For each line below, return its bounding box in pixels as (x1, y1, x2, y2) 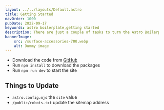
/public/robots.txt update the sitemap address (12, 100, 109, 106)
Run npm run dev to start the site (12, 67, 77, 73)
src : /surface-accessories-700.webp (14, 39, 89, 44)
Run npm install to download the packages (12, 62, 100, 68)
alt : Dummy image (14, 44, 49, 48)
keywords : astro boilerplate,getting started (5, 25, 99, 30)
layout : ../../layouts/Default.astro (5, 7, 82, 12)
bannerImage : (5, 35, 32, 40)
